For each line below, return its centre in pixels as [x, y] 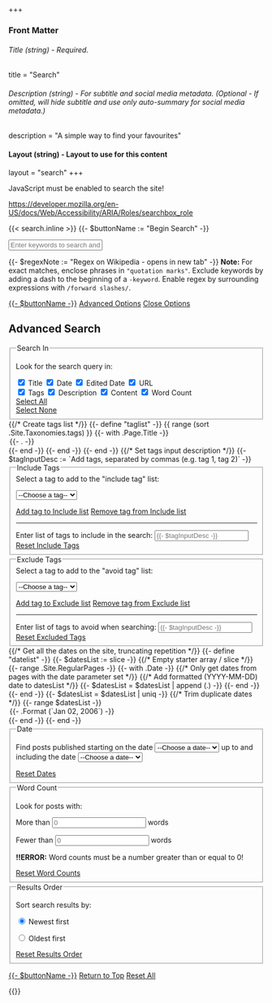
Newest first [48, 922]
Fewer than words [94, 840]
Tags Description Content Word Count [110, 393]
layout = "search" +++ [46, 172]
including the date [46, 757]
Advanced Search [55, 328]
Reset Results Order [49, 954]
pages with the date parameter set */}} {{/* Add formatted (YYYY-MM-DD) [133, 677]
